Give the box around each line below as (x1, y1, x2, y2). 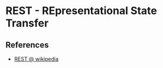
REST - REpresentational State (5, 4, 158, 18)
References (5, 40, 49, 50)
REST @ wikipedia (14, 56, 59, 62)
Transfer (5, 16, 49, 30)
